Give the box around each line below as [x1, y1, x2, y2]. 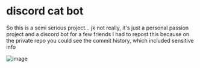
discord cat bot [6, 4, 84, 18]
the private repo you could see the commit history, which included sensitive [6, 37, 194, 44]
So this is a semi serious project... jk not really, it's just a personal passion [6, 24, 189, 31]
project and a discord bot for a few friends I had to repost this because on [6, 30, 190, 37]
